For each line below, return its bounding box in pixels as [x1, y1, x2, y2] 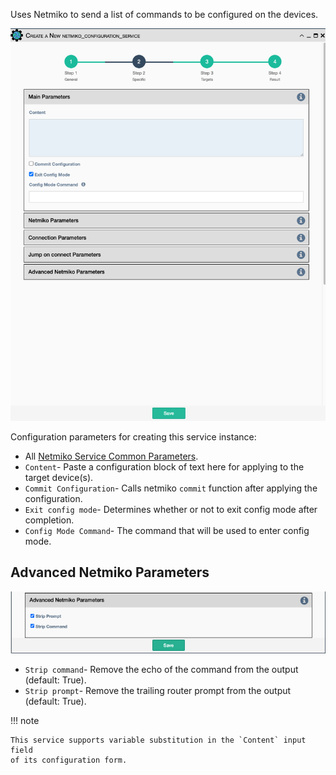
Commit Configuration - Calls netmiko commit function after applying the [24, 482, 318, 494]
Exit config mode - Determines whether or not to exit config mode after [24, 503, 318, 515]
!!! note [10, 715, 40, 727]
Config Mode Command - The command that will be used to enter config [24, 524, 310, 536]
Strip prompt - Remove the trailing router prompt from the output [24, 685, 292, 697]
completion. [24, 514, 75, 526]
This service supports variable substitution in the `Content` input [10, 735, 307, 746]
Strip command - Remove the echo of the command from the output [24, 664, 299, 676]
